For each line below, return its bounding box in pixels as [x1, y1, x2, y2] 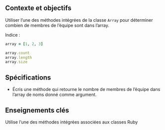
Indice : [5, 32, 21, 38]
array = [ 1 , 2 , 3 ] [5, 42, 43, 46]
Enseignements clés [5, 106, 69, 114]
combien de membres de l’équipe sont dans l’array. [5, 22, 110, 28]
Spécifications [5, 73, 51, 82]
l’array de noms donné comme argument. [12, 91, 97, 98]
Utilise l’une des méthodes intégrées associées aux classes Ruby [5, 119, 138, 125]
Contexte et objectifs [5, 4, 72, 12]
